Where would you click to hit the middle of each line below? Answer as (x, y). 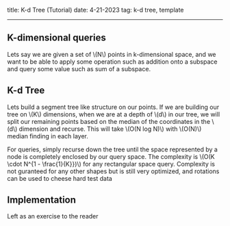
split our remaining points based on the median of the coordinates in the (109, 121)
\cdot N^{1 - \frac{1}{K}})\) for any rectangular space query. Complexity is (111, 164)
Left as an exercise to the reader (53, 216)
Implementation (42, 200)
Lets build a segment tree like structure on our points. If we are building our (113, 107)
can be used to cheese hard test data (60, 178)
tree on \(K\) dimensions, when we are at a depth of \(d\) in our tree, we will (114, 114)
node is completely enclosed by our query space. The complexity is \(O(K (111, 156)
